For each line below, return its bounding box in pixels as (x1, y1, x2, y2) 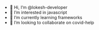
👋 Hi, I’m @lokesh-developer (9, 5, 68, 10)
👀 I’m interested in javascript (9, 10, 67, 15)
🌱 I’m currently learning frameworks (9, 15, 82, 20)
